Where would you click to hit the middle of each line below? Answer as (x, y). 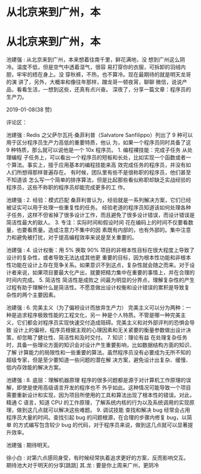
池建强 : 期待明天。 (29, 445)
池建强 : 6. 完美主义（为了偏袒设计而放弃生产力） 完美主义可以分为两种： (96, 308)
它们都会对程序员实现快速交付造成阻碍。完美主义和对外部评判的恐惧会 (103, 323)
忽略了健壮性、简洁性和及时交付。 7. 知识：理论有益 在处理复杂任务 (105, 338)
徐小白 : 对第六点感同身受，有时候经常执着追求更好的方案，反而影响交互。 (98, 458)
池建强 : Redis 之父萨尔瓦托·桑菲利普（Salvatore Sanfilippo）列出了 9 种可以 (100, 135)
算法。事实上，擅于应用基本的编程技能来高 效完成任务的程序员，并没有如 (101, 165)
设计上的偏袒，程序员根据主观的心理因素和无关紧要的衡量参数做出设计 (99, 330)
